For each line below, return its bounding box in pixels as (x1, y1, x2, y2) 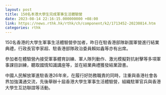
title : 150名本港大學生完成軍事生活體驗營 (5, 12, 83, 17)
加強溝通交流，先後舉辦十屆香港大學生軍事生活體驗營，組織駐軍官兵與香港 (9, 79, 161, 85)
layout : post (5, 7, 32, 12)
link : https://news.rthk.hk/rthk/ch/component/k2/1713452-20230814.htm (5, 21, 156, 26)
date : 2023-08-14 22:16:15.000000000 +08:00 (5, 16, 98, 21)
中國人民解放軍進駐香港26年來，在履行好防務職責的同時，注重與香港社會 (5, 72, 154, 78)
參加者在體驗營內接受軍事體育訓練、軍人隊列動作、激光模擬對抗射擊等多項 (5, 56, 157, 62)
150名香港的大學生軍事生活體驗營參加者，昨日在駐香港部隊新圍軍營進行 (5, 40, 151, 46)
